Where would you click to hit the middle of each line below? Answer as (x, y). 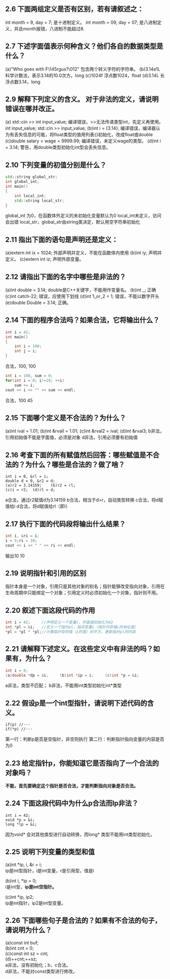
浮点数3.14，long (23, 82)
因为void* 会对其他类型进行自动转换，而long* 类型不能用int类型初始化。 (80, 834)
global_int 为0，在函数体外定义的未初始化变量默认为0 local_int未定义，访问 (83, 216)
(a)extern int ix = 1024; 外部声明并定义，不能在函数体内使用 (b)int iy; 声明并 (83, 253)
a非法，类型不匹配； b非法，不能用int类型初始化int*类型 (63, 686)
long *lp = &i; (21, 824)
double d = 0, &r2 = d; (30, 481)
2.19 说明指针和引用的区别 (46, 573)
